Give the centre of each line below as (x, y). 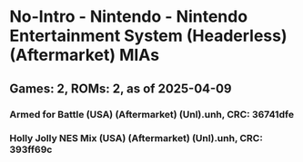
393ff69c (31, 149)
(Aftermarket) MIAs (85, 55)
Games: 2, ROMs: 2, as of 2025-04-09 (121, 88)
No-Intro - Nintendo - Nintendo (129, 17)
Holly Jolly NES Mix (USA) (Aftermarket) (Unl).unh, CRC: (136, 138)
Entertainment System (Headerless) (149, 36)
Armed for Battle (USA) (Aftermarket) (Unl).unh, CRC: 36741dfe (151, 114)
